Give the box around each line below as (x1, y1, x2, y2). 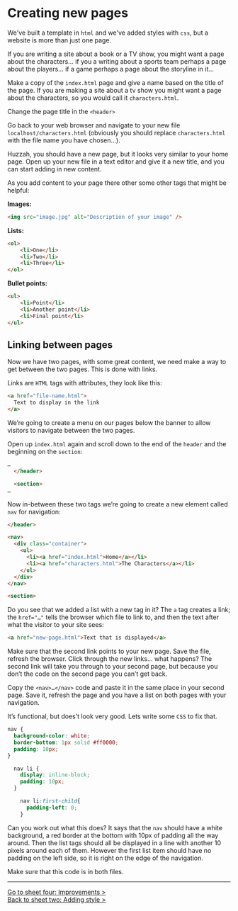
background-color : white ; (13, 732, 91, 740)
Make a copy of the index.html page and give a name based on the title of (7, 78, 224, 86)
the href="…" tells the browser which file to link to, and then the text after (7, 613, 220, 621)
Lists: (7, 226, 25, 234)
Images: (7, 200, 32, 208)
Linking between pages (7, 339, 113, 351)
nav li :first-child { (20, 798, 81, 805)
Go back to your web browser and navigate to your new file (7, 120, 181, 129)
